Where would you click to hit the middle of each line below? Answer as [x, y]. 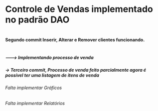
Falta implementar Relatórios [35, 103]
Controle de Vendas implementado [79, 9]
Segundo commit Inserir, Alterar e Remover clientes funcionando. [75, 40]
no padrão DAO [37, 20]
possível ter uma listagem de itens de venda [52, 75]
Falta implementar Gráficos [34, 88]
